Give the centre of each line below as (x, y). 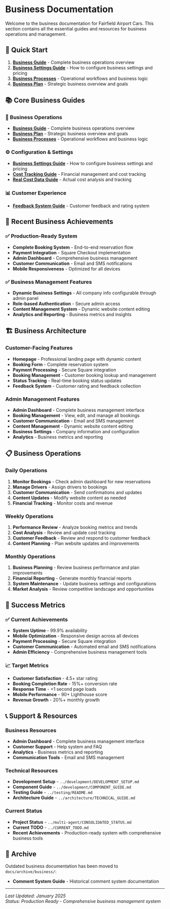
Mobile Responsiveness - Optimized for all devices (66, 269)
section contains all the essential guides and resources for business (76, 28)
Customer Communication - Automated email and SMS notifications (84, 647)
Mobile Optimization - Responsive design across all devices (76, 636)
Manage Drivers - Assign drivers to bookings (60, 487)
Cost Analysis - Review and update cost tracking (64, 533)
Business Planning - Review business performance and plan (76, 567)
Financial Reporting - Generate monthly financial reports (72, 578)
